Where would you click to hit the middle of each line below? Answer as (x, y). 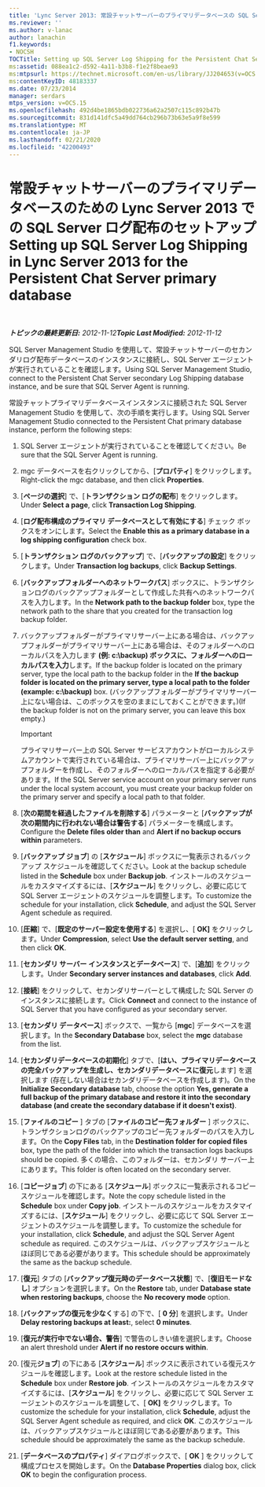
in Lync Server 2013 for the (99, 261)
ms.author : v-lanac (41, 30)
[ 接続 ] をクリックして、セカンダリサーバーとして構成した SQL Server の (137, 991)
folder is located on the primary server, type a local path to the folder (135, 683)
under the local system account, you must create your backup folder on (136, 789)
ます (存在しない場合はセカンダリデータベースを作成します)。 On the (145, 1080)
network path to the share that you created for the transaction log (126, 611)
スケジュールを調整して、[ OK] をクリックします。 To (147, 1403)
